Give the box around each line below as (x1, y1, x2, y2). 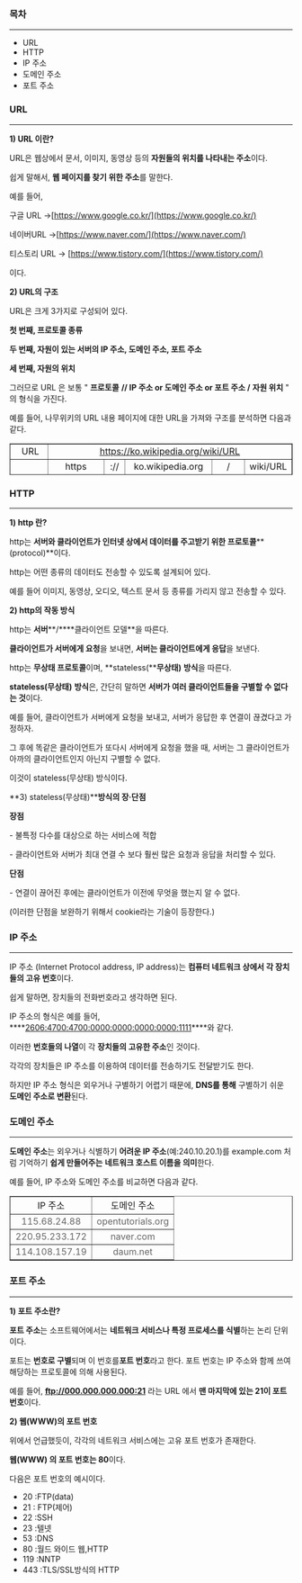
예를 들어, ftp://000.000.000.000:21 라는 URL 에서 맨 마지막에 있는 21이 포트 (9, 1385, 288, 1396)
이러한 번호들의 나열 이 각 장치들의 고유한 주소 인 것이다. (9, 1041, 200, 1052)
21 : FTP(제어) (22, 1501, 74, 1513)
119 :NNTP (22, 1553, 61, 1564)
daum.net (112, 1246, 153, 1258)
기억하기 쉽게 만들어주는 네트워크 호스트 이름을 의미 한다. (18, 1157, 215, 1168)
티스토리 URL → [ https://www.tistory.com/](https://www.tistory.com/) (9, 247, 263, 258)
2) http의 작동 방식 (9, 605, 75, 616)
